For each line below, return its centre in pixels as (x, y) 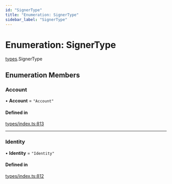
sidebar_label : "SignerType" (36, 19)
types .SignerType (24, 59)
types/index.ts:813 (25, 124)
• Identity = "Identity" (30, 153)
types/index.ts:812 (25, 176)
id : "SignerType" (24, 10)
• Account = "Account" (30, 101)
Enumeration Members (43, 75)
